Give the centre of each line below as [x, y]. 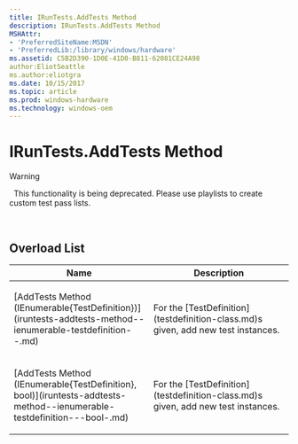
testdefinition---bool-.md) [71, 417]
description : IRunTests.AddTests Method [85, 26]
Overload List [47, 248]
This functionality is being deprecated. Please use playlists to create [138, 194]
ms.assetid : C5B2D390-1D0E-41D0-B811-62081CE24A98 [105, 58]
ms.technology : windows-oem [61, 108]
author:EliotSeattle [47, 67]
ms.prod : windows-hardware [59, 100]
